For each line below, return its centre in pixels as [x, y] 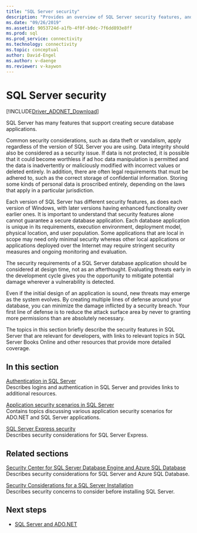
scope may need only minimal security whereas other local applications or [96, 239]
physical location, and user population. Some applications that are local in [95, 233]
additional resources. [32, 394]
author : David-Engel [31, 55]
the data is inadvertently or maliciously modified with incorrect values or [93, 166]
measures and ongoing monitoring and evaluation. [67, 252]
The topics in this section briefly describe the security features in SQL [91, 330]
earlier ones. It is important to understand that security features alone [90, 214]
